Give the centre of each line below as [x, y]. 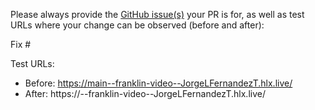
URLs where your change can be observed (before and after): [137, 25]
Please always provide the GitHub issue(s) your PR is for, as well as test [157, 14]
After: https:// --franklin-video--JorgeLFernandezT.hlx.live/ [145, 93]
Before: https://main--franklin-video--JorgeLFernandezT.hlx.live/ [158, 83]
